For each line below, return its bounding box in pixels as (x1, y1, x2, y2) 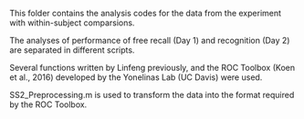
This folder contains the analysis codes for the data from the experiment (9, 8, 281, 18)
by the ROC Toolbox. (9, 99, 88, 110)
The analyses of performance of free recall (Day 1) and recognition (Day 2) (9, 35, 290, 45)
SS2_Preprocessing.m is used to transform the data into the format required (9, 90, 295, 100)
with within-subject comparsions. (9, 17, 135, 28)
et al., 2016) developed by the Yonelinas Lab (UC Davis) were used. (9, 72, 263, 83)
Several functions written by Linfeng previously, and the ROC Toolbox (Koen (9, 63, 295, 73)
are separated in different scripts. (9, 45, 135, 55)
